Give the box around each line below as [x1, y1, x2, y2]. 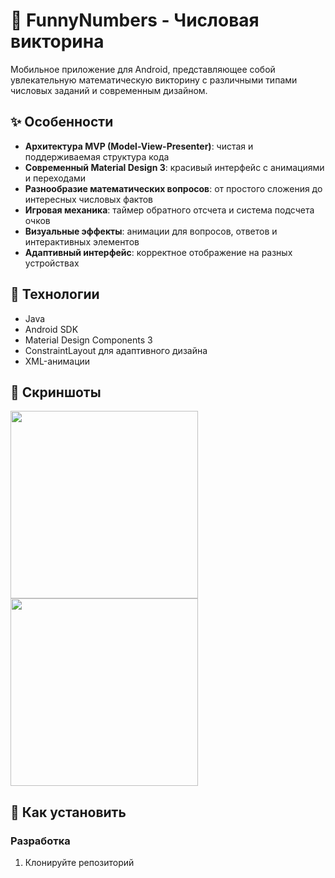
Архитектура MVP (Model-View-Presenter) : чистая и [24, 140, 254, 152]
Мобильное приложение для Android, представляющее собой [10, 63, 276, 75]
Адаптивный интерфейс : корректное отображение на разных [24, 246, 293, 258]
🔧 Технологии [10, 286, 100, 303]
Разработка [10, 834, 71, 848]
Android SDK [24, 323, 79, 335]
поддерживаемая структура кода [24, 150, 170, 163]
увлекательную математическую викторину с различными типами [10, 74, 298, 86]
